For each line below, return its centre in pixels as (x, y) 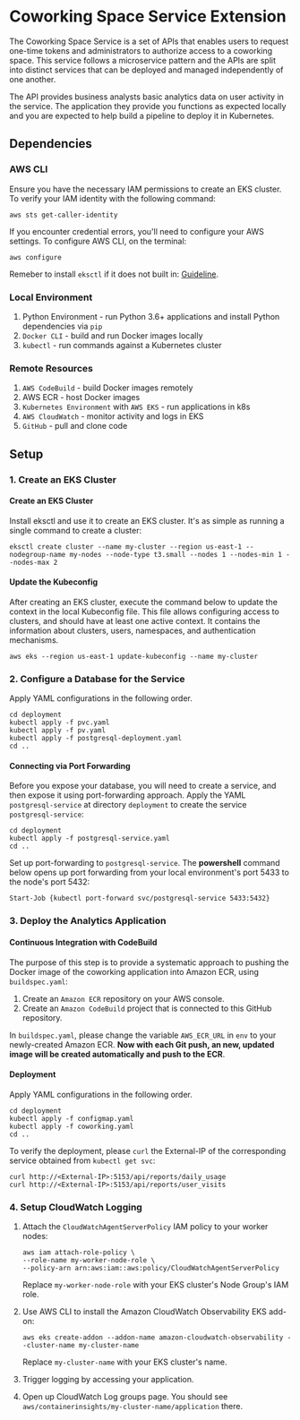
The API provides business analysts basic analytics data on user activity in (147, 97)
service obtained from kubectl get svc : (82, 1160)
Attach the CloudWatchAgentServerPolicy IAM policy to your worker (145, 1227)
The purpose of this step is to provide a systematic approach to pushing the (149, 962)
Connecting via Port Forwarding (70, 766)
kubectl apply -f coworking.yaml (72, 1126)
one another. (33, 79)
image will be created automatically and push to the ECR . (117, 1054)
